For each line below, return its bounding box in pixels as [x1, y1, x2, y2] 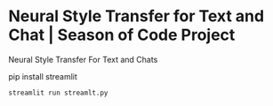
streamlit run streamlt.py [8, 88, 108, 97]
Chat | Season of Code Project [8, 25, 236, 45]
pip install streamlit [8, 71, 77, 81]
